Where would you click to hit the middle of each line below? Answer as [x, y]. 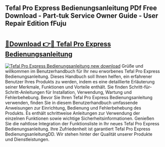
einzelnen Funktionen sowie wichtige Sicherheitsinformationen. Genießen [80, 118]
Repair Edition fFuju [36, 23]
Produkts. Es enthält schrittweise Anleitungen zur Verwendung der [73, 113]
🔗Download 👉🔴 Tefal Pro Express [58, 44]
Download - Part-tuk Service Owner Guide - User [82, 16]
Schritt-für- [140, 87]
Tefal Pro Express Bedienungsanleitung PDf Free [81, 8]
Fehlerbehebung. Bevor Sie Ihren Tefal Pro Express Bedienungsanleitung [79, 97]
